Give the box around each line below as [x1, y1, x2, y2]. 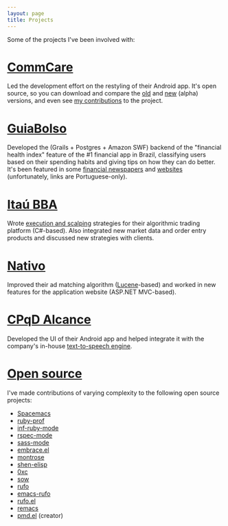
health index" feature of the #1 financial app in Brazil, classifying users [7, 150, 206, 159]
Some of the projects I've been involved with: [7, 35, 135, 43]
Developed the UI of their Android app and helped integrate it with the [7, 334, 205, 343]
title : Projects [7, 16, 54, 23]
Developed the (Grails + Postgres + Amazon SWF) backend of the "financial [7, 144, 222, 152]
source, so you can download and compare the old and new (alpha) [7, 89, 198, 98]
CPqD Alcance [7, 312, 91, 328]
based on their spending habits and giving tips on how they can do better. [7, 158, 216, 166]
